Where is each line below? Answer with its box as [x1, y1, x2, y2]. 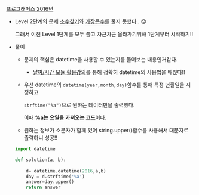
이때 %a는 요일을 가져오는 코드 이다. [23, 114, 107, 121]
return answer [26, 184, 61, 191]
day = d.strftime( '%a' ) [26, 174, 85, 179]
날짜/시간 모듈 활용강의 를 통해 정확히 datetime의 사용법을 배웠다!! [32, 69, 185, 76]
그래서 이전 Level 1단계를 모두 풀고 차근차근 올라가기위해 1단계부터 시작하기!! [14, 30, 194, 38]
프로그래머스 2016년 [6, 5, 54, 12]
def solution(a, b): [14, 157, 66, 163]
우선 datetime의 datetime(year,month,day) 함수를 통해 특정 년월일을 [23, 81, 185, 88]
